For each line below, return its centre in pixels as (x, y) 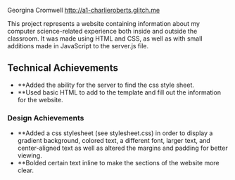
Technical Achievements (63, 68)
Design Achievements (46, 118)
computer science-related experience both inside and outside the (102, 31)
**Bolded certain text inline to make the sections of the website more (118, 163)
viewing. (30, 155)
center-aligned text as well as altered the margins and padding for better (122, 148)
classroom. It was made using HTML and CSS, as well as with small (105, 39)
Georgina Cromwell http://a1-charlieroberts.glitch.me (84, 10)
